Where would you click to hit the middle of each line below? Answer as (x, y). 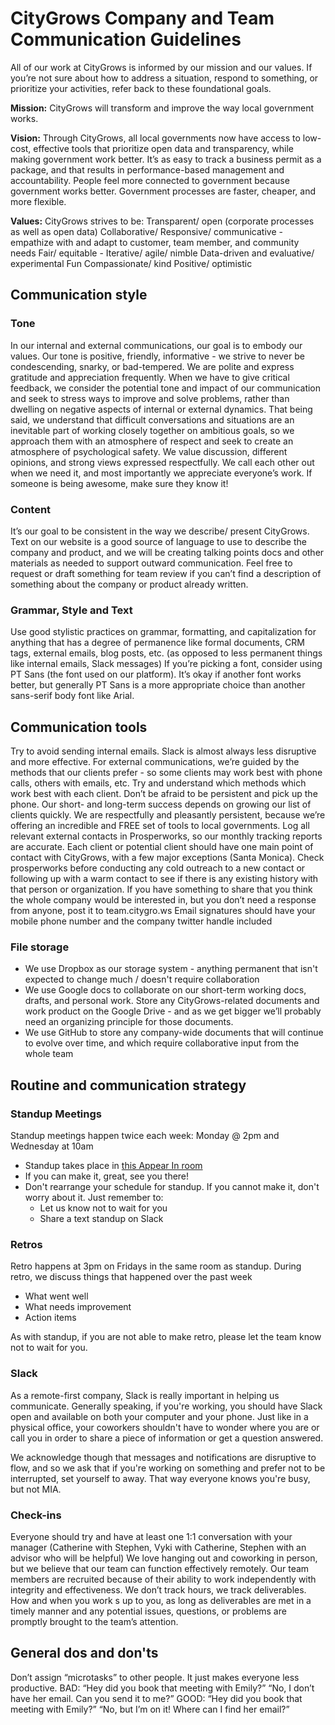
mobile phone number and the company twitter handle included (141, 921)
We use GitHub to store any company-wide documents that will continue (174, 1033)
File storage (40, 947)
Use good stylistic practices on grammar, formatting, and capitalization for (163, 632)
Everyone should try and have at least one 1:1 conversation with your (151, 1536)
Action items (50, 1318)
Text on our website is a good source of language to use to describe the (158, 541)
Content (31, 509)
